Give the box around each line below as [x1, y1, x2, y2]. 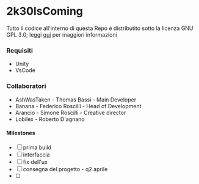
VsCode [15, 67, 35, 74]
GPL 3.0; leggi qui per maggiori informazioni [6, 31, 117, 38]
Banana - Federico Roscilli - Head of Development [15, 102, 142, 109]
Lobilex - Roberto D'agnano [15, 115, 85, 123]
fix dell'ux [23, 158, 48, 166]
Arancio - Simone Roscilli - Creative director [15, 109, 126, 116]
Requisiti [6, 46, 34, 54]
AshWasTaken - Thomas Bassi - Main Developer [15, 96, 137, 103]
